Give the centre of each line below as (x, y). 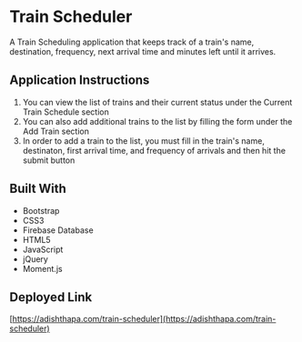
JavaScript (43, 249)
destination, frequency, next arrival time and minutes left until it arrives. (143, 51)
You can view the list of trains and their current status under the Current (157, 102)
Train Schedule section (65, 112)
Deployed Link (51, 297)
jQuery (35, 259)
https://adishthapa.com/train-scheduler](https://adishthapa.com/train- (144, 319)
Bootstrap (41, 210)
